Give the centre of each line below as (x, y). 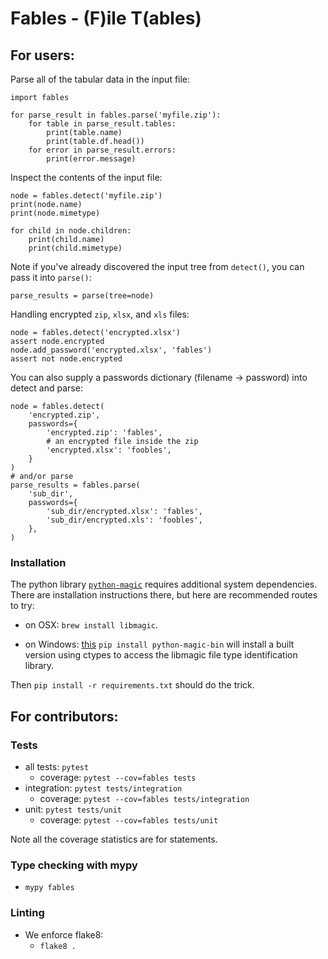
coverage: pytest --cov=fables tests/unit (129, 819)
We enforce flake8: (64, 934)
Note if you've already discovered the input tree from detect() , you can (157, 266)
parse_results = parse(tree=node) (82, 296)
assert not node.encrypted (66, 359)
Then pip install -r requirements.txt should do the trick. (132, 685)
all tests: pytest (57, 766)
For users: (42, 55)
